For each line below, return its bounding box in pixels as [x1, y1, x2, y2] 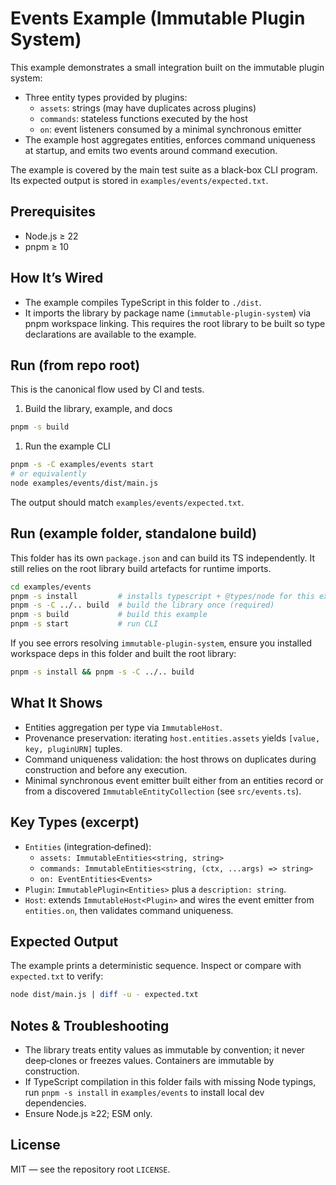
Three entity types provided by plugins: [24, 91, 188, 103]
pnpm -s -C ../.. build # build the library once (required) [10, 600, 275, 611]
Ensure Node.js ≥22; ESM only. [24, 1108, 153, 1120]
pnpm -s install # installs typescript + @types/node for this [10, 591, 315, 601]
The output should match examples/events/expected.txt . [10, 496, 245, 508]
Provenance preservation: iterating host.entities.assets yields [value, [24, 732, 321, 744]
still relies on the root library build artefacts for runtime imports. [10, 562, 272, 574]
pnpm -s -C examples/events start [10, 460, 155, 470]
